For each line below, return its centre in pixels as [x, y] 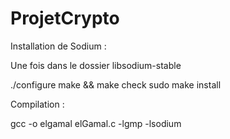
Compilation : [37, 104]
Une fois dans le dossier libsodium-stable [96, 65]
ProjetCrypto [65, 18]
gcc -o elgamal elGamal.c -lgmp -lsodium [96, 123]
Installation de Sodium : [58, 46]
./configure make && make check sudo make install [116, 84]
